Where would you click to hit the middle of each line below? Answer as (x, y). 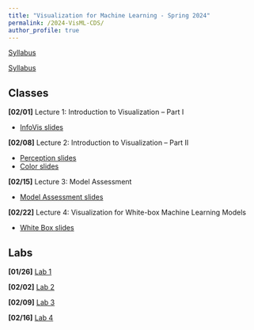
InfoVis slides (41, 127)
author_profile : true (44, 30)
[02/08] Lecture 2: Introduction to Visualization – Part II (99, 142)
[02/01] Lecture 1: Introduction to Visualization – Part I (96, 112)
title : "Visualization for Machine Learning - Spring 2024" (110, 15)
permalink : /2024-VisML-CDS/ (56, 23)
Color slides (39, 166)
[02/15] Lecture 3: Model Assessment (70, 182)
